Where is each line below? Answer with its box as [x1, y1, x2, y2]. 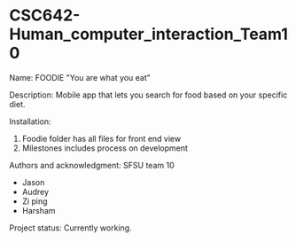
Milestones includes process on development [21, 143, 189, 153]
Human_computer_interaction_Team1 [9, 24, 288, 44]
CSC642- [9, 5, 81, 26]
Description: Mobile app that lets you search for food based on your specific [9, 90, 288, 100]
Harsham [21, 205, 56, 215]
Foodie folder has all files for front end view [21, 133, 182, 144]
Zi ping [21, 196, 48, 207]
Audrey [21, 186, 50, 197]
